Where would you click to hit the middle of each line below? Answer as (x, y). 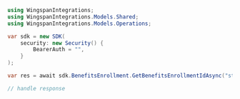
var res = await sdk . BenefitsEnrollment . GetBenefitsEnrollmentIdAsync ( (116, 75)
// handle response (36, 88)
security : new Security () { (62, 43)
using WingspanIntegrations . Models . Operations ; (80, 24)
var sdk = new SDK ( (36, 36)
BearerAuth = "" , (59, 50)
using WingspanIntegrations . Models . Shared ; (73, 17)
